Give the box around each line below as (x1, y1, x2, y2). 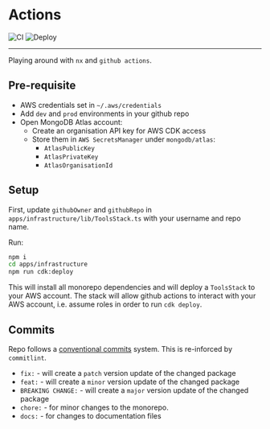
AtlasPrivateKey (43, 153, 99, 161)
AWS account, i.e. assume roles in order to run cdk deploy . (8, 299, 202, 309)
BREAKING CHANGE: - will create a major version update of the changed (19, 386, 249, 395)
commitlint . (8, 353, 47, 362)
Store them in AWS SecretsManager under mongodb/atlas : (31, 134, 215, 144)
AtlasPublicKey (43, 144, 95, 152)
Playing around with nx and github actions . (8, 55, 153, 65)
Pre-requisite (8, 79, 76, 93)
